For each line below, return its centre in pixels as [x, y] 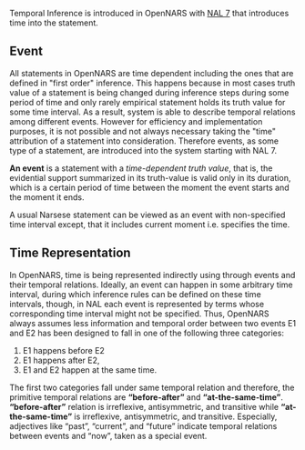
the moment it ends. [47, 197]
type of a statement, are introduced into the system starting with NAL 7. [143, 150]
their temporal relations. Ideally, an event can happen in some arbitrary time [151, 285]
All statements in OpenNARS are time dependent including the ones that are [152, 73]
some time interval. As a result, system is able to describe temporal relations [152, 112]
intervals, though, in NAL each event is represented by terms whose [137, 304]
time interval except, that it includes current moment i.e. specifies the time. [150, 224]
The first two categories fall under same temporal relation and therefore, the [152, 387]
